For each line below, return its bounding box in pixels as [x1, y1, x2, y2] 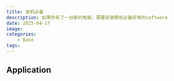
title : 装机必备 [6, 8, 44, 15]
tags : [6, 43, 20, 49]
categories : [6, 31, 37, 37]
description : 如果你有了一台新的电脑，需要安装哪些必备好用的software [6, 15, 168, 21]
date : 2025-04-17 [6, 20, 50, 26]
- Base [17, 37, 34, 43]
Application [6, 65, 52, 76]
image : [6, 25, 23, 32]
